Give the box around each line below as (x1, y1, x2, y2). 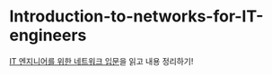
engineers (9, 25, 87, 46)
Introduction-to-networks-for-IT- (9, 6, 264, 27)
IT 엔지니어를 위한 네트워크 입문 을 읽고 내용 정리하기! (9, 55, 194, 66)
